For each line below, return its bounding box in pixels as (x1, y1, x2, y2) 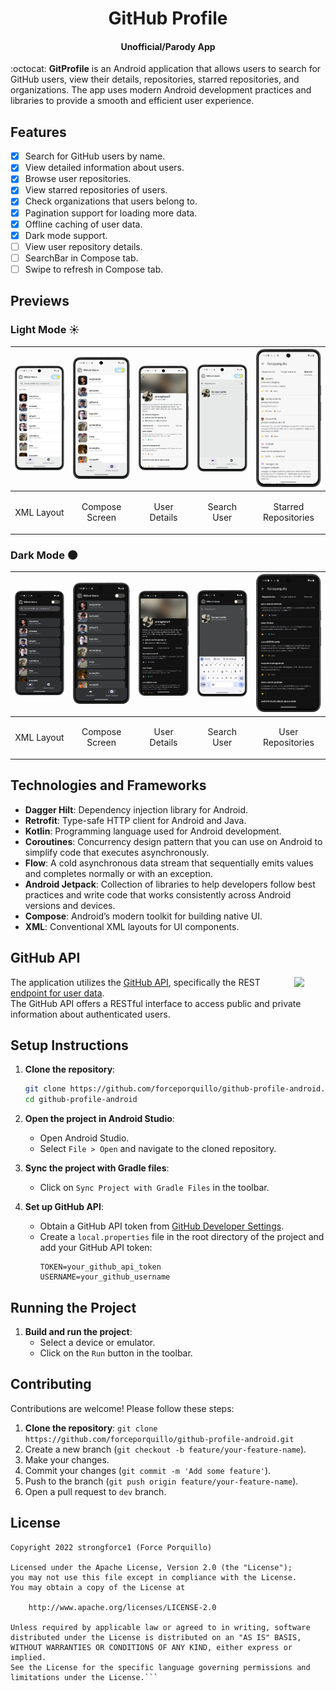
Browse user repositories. (24, 173, 132, 185)
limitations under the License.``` (10, 1672, 159, 1682)
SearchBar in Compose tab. (24, 252, 139, 264)
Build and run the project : (24, 1325, 133, 1337)
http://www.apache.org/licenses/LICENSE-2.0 (28, 1602, 217, 1612)
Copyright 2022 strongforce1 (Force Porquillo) (10, 1542, 213, 1552)
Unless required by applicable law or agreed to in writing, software (10, 1622, 311, 1632)
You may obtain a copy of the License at (10, 1582, 186, 1592)
